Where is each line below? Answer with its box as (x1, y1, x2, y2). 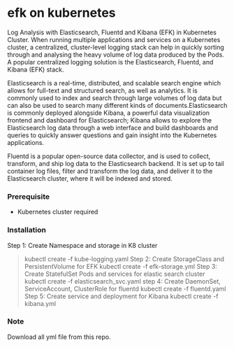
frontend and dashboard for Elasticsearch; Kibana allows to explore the (7, 116, 212, 124)
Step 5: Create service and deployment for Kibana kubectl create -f (24, 292, 219, 300)
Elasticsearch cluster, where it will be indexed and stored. (7, 174, 173, 183)
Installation (7, 225, 47, 235)
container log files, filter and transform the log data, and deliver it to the (7, 167, 213, 175)
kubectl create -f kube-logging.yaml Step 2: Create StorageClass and (24, 254, 225, 263)
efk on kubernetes (7, 5, 116, 21)
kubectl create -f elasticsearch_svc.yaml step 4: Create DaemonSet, (24, 277, 221, 285)
